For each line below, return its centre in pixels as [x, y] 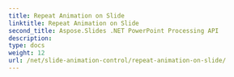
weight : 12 [27, 53]
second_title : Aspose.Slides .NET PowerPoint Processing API [114, 30]
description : [30, 38]
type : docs [27, 46]
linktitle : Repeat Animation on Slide [74, 23]
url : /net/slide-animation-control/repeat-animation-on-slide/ [117, 61]
